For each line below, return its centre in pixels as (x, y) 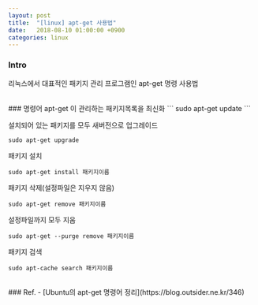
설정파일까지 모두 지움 (42, 219)
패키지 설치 (25, 155)
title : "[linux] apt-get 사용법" (62, 23)
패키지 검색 (25, 251)
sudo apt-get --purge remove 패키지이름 (71, 236)
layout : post (30, 15)
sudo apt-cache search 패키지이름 (61, 268)
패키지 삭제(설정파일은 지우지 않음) (62, 188)
